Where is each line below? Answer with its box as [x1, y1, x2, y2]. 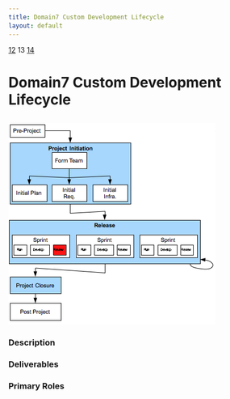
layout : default [8, 21, 63, 30]
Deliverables [8, 359, 59, 370]
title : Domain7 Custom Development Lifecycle [8, 13, 164, 21]
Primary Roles [8, 380, 65, 392]
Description [8, 337, 56, 348]
